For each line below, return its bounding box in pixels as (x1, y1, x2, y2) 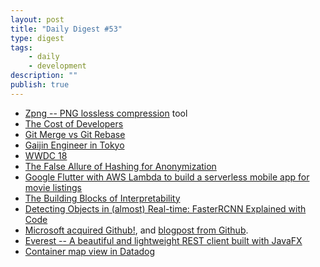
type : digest (10, 33, 65, 43)
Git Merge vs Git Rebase (24, 128, 126, 140)
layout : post (10, 14, 65, 25)
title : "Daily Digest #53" (10, 24, 123, 34)
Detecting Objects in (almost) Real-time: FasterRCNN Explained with (24, 202, 307, 215)
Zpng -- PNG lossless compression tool (24, 107, 188, 119)
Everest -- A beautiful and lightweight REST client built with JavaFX (24, 234, 303, 246)
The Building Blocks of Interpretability (24, 192, 181, 204)
